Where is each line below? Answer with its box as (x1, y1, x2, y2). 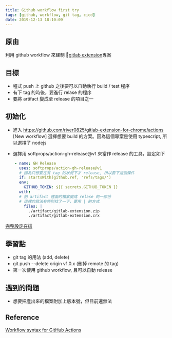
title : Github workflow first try (5, 7, 80, 13)
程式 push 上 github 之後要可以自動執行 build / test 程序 (12, 83, 130, 89)
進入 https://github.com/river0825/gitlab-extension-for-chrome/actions (12, 127, 164, 133)
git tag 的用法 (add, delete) (12, 254, 70, 261)
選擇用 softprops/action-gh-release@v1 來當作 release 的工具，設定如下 (12, 150, 165, 156)
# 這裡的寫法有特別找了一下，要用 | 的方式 (18, 198, 100, 204)
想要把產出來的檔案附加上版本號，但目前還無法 (12, 298, 112, 304)
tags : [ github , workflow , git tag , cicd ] (5, 12, 95, 17)
